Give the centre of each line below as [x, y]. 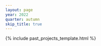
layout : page [19, 10]
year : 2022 [17, 15]
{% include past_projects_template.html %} [51, 38]
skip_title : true [24, 24]
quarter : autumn [22, 19]
